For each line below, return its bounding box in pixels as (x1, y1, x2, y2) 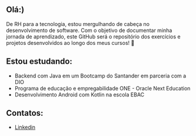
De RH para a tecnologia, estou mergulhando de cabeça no (6, 20, 150, 27)
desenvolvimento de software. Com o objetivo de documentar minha (6, 27, 172, 34)
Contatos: (6, 108, 44, 118)
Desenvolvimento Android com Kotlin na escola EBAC (14, 91, 145, 98)
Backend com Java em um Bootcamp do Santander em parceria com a (14, 72, 187, 79)
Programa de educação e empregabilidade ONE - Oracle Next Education (14, 85, 191, 92)
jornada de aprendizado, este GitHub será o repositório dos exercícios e (6, 33, 181, 40)
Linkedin (14, 124, 36, 131)
